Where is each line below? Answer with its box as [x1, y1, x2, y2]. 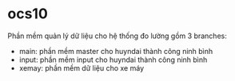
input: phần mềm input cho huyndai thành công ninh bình [18, 55, 208, 64]
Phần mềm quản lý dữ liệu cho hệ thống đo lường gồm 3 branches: [7, 31, 227, 40]
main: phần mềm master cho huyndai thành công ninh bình [18, 46, 213, 56]
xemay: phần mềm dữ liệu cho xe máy [18, 63, 145, 72]
